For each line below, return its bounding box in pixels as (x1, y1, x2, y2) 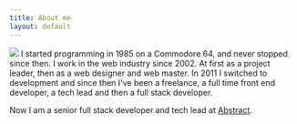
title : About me (9, 13, 71, 23)
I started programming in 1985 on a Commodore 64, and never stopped (20, 47, 289, 59)
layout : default (9, 22, 71, 31)
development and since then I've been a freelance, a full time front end (9, 77, 276, 88)
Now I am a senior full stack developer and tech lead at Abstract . (9, 104, 252, 115)
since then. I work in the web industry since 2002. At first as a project (9, 57, 271, 68)
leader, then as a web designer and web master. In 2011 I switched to (9, 67, 268, 78)
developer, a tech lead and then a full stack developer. (9, 87, 213, 98)
